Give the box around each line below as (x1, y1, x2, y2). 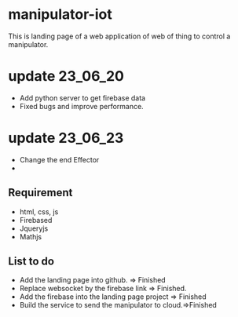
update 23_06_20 (8, 67, 124, 86)
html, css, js (19, 206, 59, 217)
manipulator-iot (8, 5, 112, 24)
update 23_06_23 (8, 129, 124, 147)
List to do (8, 255, 55, 268)
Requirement (8, 186, 73, 199)
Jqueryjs (19, 224, 49, 233)
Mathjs (19, 231, 42, 241)
